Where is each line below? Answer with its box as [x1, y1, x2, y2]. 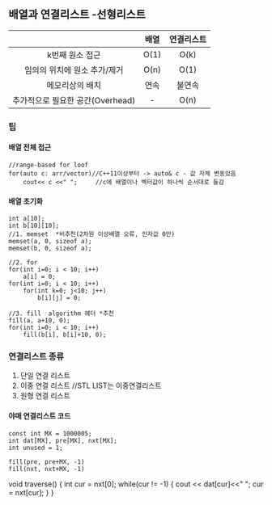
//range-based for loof [8, 161, 89, 169]
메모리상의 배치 [46, 79, 101, 90]
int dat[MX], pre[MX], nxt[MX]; [8, 436, 117, 444]
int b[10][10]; [8, 221, 60, 230]
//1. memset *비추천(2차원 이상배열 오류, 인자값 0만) [8, 230, 176, 238]
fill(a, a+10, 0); [8, 317, 70, 325]
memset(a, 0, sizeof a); [8, 238, 92, 246]
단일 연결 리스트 [19, 371, 70, 381]
